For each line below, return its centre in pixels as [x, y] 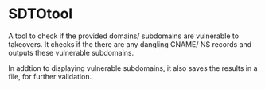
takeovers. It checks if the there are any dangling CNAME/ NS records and [130, 44]
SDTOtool [41, 14]
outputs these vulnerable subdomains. [71, 52]
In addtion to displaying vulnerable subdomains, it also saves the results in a [133, 68]
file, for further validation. [50, 76]
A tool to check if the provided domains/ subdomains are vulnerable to [124, 36]
